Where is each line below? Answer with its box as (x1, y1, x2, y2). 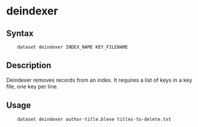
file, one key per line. (6, 82, 59, 90)
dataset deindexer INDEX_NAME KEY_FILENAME (17, 44, 129, 50)
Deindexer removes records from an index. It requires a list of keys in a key (6, 76, 193, 84)
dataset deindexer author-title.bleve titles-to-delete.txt (17, 116, 171, 122)
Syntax (6, 28, 34, 39)
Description (6, 60, 51, 70)
